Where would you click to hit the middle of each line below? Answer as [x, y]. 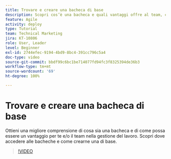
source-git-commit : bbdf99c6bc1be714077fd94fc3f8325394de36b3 [73, 62]
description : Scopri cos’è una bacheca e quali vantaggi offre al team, [84, 15]
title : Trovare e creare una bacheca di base [54, 10]
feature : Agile [21, 19]
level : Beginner [22, 48]
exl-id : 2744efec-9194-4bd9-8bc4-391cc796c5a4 [55, 52]
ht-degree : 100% [22, 76]
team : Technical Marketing [34, 34]
